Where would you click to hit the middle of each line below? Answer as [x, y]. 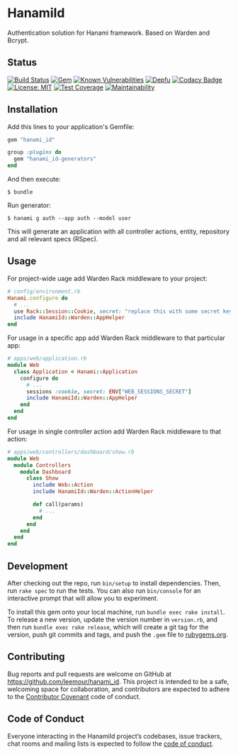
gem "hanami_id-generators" [55, 159]
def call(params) [58, 505]
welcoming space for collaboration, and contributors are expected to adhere [119, 689]
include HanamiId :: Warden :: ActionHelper [93, 492]
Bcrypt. [18, 40]
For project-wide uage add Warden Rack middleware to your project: [107, 278]
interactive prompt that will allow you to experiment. [83, 598]
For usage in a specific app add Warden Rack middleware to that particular [116, 338]
